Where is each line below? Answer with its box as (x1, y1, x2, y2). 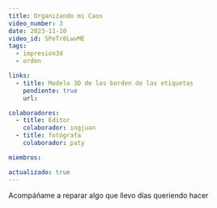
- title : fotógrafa (15, 131, 82, 140)
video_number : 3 (8, 19, 63, 28)
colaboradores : (8, 108, 60, 117)
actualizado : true (8, 168, 70, 176)
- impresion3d (15, 49, 63, 57)
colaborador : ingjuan (23, 124, 96, 132)
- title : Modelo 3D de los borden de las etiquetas (15, 79, 194, 87)
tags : (8, 42, 27, 50)
